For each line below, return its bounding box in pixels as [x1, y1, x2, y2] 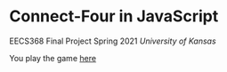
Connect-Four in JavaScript [9, 6, 219, 27]
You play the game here [9, 52, 96, 63]
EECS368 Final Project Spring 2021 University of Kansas [9, 36, 216, 46]
